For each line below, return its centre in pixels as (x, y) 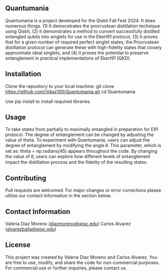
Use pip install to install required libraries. (48, 101)
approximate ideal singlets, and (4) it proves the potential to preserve (77, 53)
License (18, 245)
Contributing (26, 178)
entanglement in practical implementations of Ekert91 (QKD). (68, 58)
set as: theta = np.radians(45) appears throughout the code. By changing (81, 151)
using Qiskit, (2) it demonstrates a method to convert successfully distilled (82, 31)
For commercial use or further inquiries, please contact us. (66, 268)
